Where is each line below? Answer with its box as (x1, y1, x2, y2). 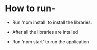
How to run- (5, 3, 56, 14)
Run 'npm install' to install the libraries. (12, 19, 92, 25)
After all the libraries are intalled (12, 29, 78, 35)
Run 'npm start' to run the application (12, 38, 89, 45)
